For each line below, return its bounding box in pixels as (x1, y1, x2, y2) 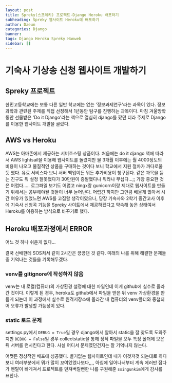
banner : (5, 31, 22, 37)
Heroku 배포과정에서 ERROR (5, 224, 92, 233)
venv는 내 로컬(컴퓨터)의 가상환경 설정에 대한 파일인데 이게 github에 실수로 (5, 283, 156, 289)
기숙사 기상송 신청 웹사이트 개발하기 (5, 65, 146, 76)
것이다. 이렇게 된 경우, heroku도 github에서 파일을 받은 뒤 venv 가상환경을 (10, 289, 160, 296)
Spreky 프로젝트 (5, 87, 55, 96)
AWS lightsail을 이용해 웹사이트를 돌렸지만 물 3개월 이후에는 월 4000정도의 (10, 156, 162, 162)
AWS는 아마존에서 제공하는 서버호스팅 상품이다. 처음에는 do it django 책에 (5, 150, 155, 156)
